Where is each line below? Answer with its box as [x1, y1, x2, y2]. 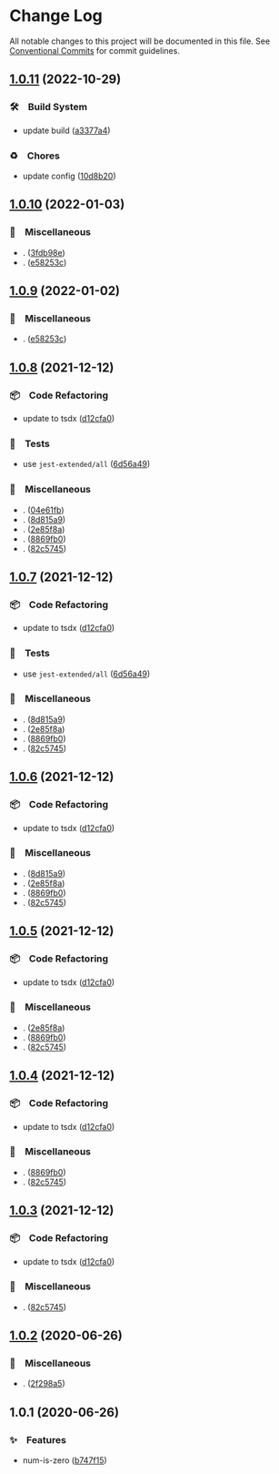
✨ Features [9, 1433, 66, 1446]
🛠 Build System [9, 101, 88, 114]
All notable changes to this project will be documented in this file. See [9, 36, 271, 46]
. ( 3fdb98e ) [22, 247, 65, 258]
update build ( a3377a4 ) [22, 125, 111, 136]
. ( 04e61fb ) [22, 504, 65, 515]
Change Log [9, 5, 103, 26]
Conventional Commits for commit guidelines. [9, 45, 180, 56]
